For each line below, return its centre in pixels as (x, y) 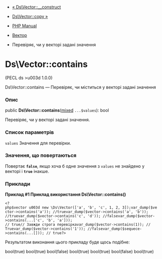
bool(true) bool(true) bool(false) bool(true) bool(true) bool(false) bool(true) (80, 252)
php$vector (16, 208)
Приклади (18, 184)
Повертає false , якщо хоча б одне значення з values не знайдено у (75, 166)
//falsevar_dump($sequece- (115, 229)
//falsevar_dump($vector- (129, 216)
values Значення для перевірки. (38, 143)
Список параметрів (30, 132)
